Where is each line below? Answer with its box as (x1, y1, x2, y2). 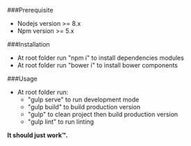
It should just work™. (7, 131, 68, 139)
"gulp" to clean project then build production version (27, 111, 178, 118)
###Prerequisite (7, 6, 53, 14)
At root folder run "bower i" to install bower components (17, 61, 178, 69)
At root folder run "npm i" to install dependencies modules (17, 54, 184, 62)
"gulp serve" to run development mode (27, 95, 140, 104)
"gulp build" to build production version (27, 103, 141, 111)
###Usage (7, 74, 38, 83)
